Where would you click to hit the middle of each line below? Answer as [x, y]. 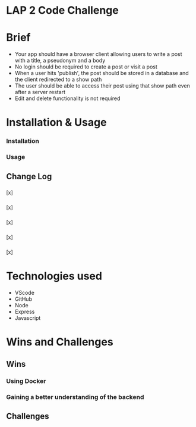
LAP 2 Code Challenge [62, 10]
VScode [24, 293]
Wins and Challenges [60, 342]
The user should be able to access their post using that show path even [102, 86]
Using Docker [26, 381]
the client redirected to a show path [58, 80]
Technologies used [54, 276]
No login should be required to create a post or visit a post [86, 67]
